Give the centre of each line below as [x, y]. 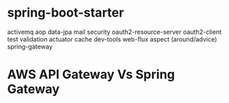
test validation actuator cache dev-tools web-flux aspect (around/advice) [112, 39]
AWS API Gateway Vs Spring [91, 75]
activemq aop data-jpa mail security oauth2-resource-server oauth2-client [114, 32]
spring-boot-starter [65, 13]
